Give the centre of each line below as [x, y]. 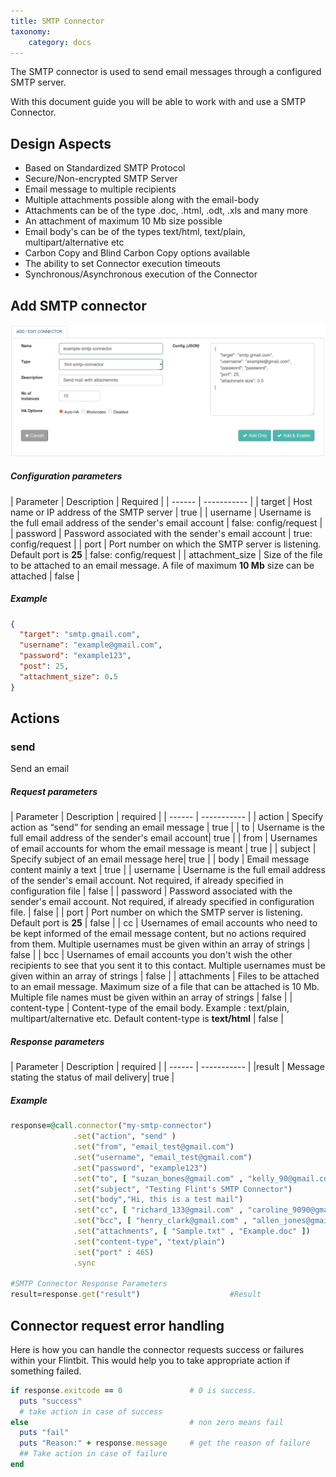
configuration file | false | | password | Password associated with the [151, 891]
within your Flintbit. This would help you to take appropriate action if [150, 1360]
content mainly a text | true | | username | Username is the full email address [168, 870]
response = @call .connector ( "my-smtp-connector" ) [111, 1126]
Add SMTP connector [78, 305]
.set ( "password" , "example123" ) [140, 1168]
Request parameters [54, 791]
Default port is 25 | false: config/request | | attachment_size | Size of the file [166, 554]
